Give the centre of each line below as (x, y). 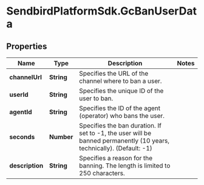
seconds (22, 137)
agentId (21, 112)
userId (19, 95)
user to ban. (96, 98)
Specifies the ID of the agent (120, 108)
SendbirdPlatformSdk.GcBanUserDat (102, 11)
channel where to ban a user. (120, 81)
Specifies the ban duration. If (120, 125)
